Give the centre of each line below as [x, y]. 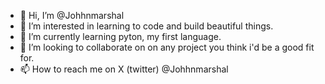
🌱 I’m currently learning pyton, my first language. [120, 36]
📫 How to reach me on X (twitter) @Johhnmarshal [124, 69]
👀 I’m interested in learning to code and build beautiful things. [146, 26]
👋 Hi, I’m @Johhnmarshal [72, 15]
